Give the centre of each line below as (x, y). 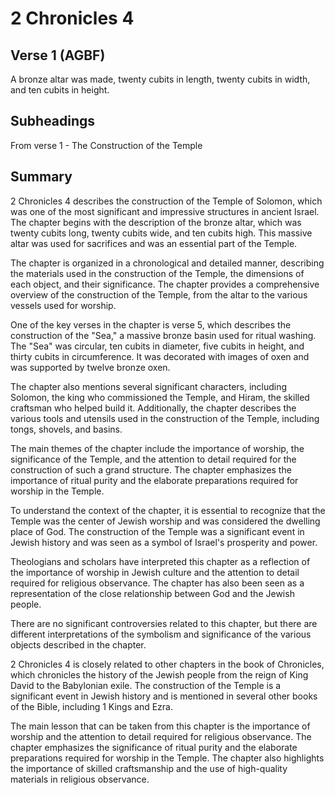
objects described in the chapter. (78, 644)
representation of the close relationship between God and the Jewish (152, 593)
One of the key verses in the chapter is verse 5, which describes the (151, 324)
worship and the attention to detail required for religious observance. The (161, 736)
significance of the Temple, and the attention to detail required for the (153, 459)
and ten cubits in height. (60, 90)
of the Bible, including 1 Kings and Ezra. (91, 706)
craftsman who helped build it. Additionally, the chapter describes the (153, 408)
